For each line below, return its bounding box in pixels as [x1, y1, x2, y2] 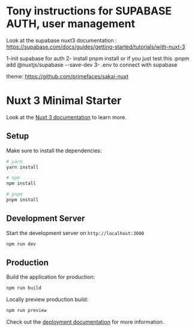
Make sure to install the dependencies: [6, 147, 102, 154]
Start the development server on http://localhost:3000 [6, 229, 145, 236]
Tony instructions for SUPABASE [6, 4, 172, 18]
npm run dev [6, 241, 36, 247]
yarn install [6, 164, 39, 170]
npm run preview [6, 308, 47, 314]
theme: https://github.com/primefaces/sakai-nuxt [6, 73, 129, 80]
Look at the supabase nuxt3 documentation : [6, 37, 117, 44]
